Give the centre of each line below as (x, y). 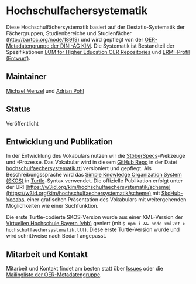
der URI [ (17, 187)
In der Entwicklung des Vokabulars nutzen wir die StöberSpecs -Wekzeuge (96, 156)
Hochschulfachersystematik (77, 11)
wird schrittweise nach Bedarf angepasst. (56, 236)
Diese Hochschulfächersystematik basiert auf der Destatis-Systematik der (96, 27)
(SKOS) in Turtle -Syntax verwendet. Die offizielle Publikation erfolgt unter (94, 181)
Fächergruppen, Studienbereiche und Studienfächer (69, 33)
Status (18, 109)
